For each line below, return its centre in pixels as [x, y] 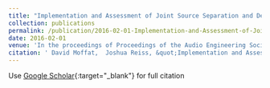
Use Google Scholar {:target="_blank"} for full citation [96, 76]
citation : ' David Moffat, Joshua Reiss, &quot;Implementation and [125, 53]
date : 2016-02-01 [37, 38]
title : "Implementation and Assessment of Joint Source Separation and [131, 16]
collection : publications [51, 23]
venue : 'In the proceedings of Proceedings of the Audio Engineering [127, 46]
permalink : [27, 30]
